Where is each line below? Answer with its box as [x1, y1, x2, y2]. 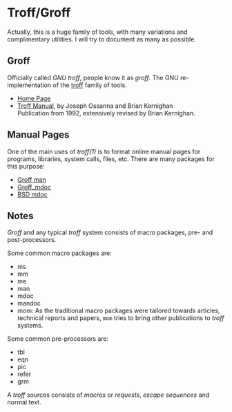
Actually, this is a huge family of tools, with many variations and [7, 28, 188, 36]
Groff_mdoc [17, 182, 52, 191]
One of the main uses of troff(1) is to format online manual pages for [7, 147, 201, 156]
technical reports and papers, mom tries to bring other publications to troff [17, 314, 224, 322]
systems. [17, 321, 43, 330]
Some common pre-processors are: [7, 335, 109, 343]
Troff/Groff [7, 5, 71, 21]
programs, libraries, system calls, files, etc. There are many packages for [7, 154, 215, 163]
